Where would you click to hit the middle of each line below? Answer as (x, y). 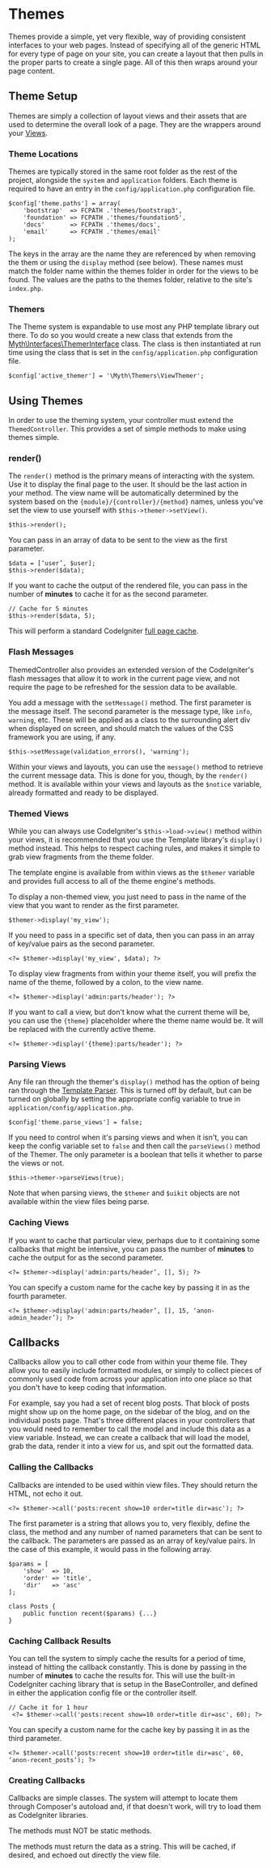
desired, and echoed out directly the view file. (85, 1855)
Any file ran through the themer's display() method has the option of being (134, 1082)
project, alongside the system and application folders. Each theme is (123, 180)
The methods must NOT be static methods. (80, 1831)
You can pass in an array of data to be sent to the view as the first (118, 540)
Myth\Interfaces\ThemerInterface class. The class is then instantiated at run (135, 344)
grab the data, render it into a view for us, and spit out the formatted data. (131, 1446)
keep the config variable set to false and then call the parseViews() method (134, 1146)
